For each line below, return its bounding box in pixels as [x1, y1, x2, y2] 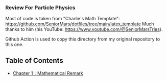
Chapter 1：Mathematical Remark [12, 70, 83, 76]
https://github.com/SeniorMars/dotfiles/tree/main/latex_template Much [5, 21, 154, 27]
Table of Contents [5, 56, 64, 65]
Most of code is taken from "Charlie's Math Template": [5, 16, 120, 22]
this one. [5, 42, 24, 48]
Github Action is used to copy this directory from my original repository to [5, 36, 160, 42]
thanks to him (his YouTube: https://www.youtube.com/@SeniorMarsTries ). [5, 26, 163, 32]
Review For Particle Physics [5, 4, 76, 11]
